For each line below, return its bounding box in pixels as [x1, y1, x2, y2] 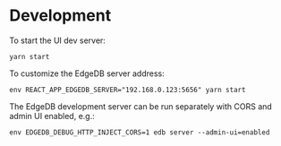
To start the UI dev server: [9, 35, 106, 46]
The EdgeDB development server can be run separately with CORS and [9, 100, 273, 112]
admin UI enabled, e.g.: [9, 110, 96, 121]
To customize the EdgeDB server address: [9, 68, 165, 79]
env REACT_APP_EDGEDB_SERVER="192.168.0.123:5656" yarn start [9, 85, 246, 94]
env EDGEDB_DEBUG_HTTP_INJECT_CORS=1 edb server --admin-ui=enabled [9, 127, 270, 137]
